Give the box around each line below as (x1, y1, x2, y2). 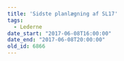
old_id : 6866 (7, 43, 46, 50)
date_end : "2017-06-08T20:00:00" (7, 36, 106, 43)
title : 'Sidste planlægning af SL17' (7, 10, 118, 18)
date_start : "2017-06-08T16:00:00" (7, 29, 112, 37)
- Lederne (13, 23, 42, 30)
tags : (7, 17, 23, 24)
